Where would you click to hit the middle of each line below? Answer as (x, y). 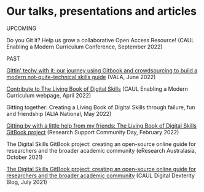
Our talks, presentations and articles (102, 11)
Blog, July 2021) (27, 182)
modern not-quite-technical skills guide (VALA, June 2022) (81, 77)
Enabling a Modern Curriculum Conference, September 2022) (84, 47)
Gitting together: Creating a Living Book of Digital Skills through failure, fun (101, 107)
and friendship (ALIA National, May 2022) (59, 113)
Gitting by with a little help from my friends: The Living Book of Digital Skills (101, 125)
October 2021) (25, 157)
